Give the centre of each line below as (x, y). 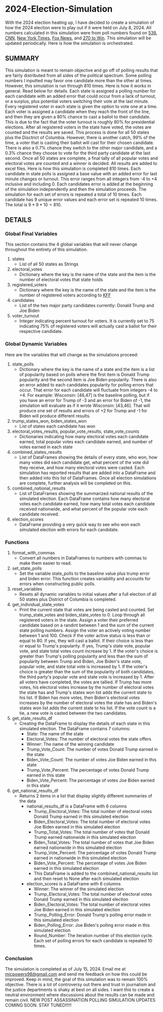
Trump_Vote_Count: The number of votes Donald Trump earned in (92, 749)
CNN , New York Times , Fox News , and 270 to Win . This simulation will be (78, 38)
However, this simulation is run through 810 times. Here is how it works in (78, 86)
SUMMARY (22, 59)
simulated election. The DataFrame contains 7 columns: (75, 729)
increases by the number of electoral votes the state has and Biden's (88, 703)
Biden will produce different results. (55, 416)
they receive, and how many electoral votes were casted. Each (82, 467)
